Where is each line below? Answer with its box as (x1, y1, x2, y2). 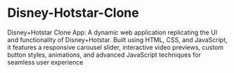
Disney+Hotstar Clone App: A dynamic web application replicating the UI (7, 28, 218, 36)
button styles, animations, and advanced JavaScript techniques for (7, 51, 202, 59)
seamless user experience (7, 58, 84, 66)
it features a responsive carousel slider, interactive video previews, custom (7, 43, 223, 51)
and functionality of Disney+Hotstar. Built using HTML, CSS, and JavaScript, (7, 35, 228, 44)
